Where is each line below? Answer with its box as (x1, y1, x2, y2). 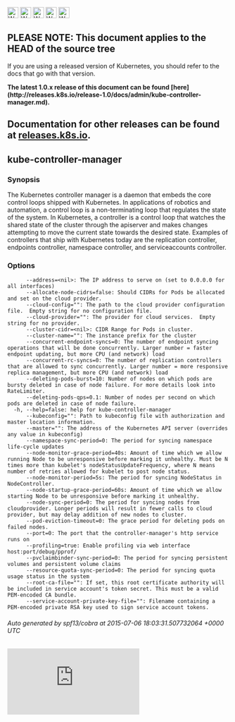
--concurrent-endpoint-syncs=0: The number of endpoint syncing (25, 339, 219, 346)
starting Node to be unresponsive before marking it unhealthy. (7, 493, 200, 500)
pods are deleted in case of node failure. (7, 400, 137, 407)
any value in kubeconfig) (7, 431, 83, 438)
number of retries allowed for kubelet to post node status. (7, 468, 191, 476)
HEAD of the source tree (7, 43, 116, 55)
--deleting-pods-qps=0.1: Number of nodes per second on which (25, 394, 216, 402)
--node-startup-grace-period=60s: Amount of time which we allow (25, 487, 222, 494)
